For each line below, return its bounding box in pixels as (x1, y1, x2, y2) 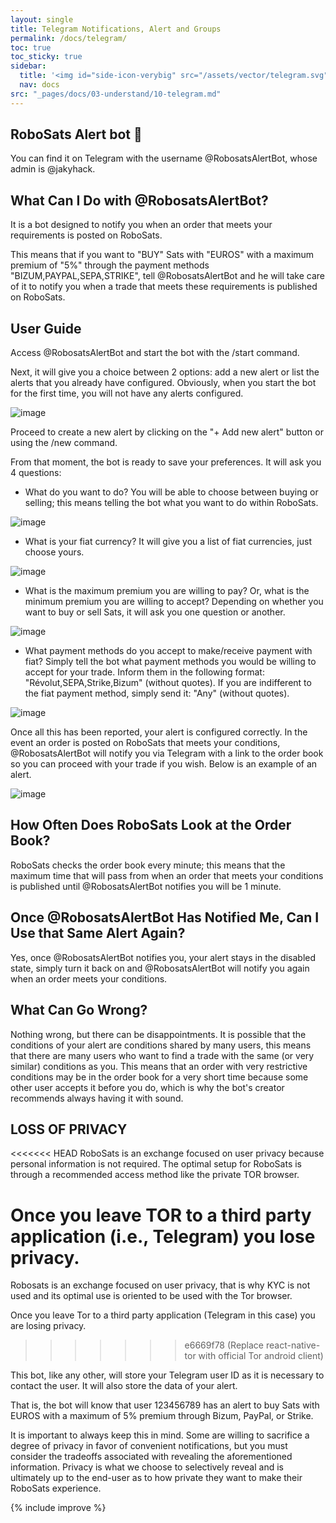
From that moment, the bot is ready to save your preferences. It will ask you (10, 456, 322, 468)
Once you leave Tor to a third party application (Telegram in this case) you (10, 1309, 316, 1321)
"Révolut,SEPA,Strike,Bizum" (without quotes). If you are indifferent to (24, 677, 312, 689)
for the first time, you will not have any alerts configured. (10, 387, 244, 400)
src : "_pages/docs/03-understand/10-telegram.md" (10, 89, 222, 99)
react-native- (265, 1339, 321, 1351)
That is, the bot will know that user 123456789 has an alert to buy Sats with (10, 1399, 320, 1411)
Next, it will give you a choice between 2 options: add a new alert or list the (10, 366, 320, 378)
